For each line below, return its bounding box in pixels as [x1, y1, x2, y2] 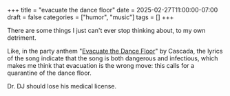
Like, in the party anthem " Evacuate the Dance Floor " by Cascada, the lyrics [7, 47, 223, 55]
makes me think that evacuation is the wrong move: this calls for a [7, 62, 195, 69]
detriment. [7, 34, 36, 42]
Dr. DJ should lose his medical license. [7, 82, 117, 90]
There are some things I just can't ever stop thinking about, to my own [7, 27, 206, 34]
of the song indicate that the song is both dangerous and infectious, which [7, 54, 218, 62]
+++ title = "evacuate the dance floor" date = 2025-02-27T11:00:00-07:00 [7, 6, 218, 14]
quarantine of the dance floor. [7, 69, 92, 77]
